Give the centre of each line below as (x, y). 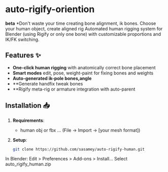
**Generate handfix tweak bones (48, 83)
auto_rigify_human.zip (28, 164)
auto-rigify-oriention (50, 9)
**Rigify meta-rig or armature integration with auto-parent (74, 89)
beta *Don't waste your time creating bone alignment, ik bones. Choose (81, 23)
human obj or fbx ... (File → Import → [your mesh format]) (80, 130)
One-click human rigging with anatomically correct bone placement (84, 67)
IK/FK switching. (22, 39)
